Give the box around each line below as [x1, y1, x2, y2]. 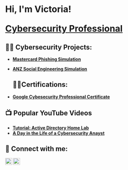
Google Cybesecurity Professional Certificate [12, 94, 110, 100]
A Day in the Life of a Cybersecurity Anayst [12, 130, 105, 136]
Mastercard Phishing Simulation [12, 56, 81, 62]
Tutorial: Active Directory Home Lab [12, 124, 89, 131]
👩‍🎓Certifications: [12, 80, 68, 89]
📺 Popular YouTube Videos [5, 109, 92, 117]
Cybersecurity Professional [5, 23, 123, 35]
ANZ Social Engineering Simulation [12, 66, 87, 72]
